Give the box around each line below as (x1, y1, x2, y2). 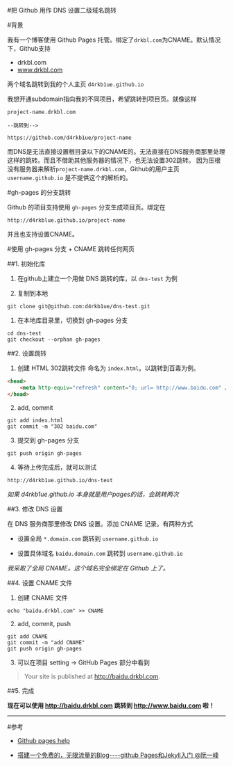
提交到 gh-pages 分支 (17, 436, 80, 444)
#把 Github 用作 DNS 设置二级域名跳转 (7, 6, 116, 14)
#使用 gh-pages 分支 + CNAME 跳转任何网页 (7, 245, 135, 253)
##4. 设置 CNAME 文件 (7, 578, 73, 587)
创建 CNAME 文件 (17, 593, 68, 602)
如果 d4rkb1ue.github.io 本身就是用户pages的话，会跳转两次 (7, 490, 179, 498)
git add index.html (7, 417, 64, 424)
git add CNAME (7, 632, 49, 640)
